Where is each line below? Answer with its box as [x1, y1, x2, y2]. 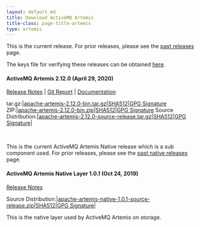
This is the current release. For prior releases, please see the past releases [6, 43, 195, 50]
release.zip [6, 201, 35, 209]
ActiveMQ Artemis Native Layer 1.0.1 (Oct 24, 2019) [6, 170, 139, 177]
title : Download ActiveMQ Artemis [6, 15, 95, 21]
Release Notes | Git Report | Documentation [6, 88, 116, 96]
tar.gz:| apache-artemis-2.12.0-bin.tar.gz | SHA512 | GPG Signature [6, 100, 167, 107]
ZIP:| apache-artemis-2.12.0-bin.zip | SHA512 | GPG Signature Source [6, 107, 174, 114]
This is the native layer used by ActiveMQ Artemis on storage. [6, 214, 162, 221]
